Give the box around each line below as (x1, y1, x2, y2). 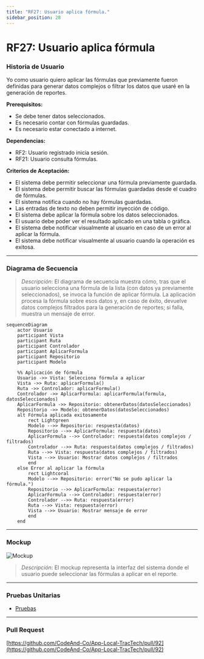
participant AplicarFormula (17, 348, 88, 355)
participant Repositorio (17, 354, 80, 360)
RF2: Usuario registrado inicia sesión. (15, 149, 109, 156)
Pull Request (6, 626, 44, 634)
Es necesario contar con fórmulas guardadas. (15, 119, 129, 126)
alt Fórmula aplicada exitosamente (17, 412, 107, 419)
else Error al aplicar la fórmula (17, 465, 104, 471)
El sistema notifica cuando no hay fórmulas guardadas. (15, 198, 153, 205)
